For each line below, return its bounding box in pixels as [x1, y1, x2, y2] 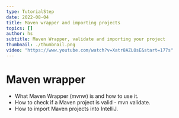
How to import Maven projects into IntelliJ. [14, 105, 119, 112]
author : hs [6, 31, 33, 37]
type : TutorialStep [6, 8, 55, 15]
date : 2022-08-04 [6, 14, 49, 20]
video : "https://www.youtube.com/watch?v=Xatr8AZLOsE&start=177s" [6, 47, 174, 53]
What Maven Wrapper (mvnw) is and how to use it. [14, 93, 139, 100]
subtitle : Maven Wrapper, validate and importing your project [6, 36, 166, 42]
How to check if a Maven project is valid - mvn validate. [14, 98, 151, 106]
